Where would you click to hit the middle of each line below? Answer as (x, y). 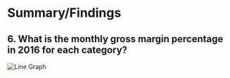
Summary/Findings (64, 13)
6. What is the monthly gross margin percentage (115, 39)
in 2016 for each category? (68, 50)
